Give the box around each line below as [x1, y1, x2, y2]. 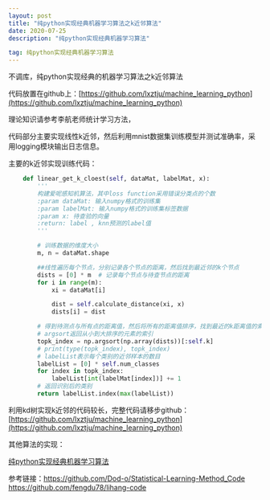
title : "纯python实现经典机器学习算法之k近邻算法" [8, 19, 162, 27]
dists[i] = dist [51, 308, 106, 316]
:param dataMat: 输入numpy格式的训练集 [37, 197, 161, 205]
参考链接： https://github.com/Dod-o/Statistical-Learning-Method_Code [8, 473, 245, 483]
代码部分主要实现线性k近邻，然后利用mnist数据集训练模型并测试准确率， [8, 132, 249, 141]
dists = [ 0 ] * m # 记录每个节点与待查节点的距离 [37, 271, 190, 279]
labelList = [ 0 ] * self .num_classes [37, 359, 160, 368]
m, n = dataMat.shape [37, 249, 110, 257]
